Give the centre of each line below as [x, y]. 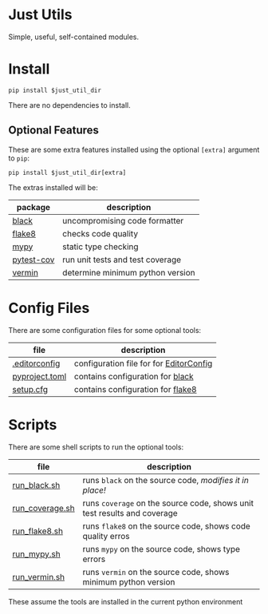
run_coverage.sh [44, 508]
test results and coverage [130, 513]
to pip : [19, 158]
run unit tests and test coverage [122, 259]
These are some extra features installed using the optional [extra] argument [134, 149]
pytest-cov [33, 259]
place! [94, 490]
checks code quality [100, 233]
